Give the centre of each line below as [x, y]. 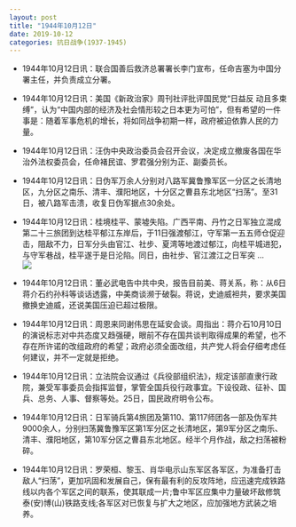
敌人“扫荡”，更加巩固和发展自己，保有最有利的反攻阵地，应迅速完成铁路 [154, 481]
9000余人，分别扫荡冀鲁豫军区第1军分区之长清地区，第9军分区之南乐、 [152, 428]
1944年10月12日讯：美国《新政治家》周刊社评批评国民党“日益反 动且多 [151, 99]
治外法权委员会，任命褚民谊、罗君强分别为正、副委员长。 [127, 162]
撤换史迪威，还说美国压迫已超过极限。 [92, 305]
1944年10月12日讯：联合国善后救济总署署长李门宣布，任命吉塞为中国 [148, 68]
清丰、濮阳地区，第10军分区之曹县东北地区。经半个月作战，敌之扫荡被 [150, 440]
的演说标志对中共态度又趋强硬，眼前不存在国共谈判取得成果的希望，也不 [154, 335]
